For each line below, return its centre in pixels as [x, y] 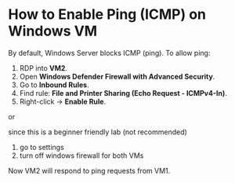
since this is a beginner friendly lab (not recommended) [98, 132]
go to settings [42, 147]
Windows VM [53, 31]
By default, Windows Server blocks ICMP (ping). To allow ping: [109, 53]
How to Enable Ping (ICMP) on [107, 15]
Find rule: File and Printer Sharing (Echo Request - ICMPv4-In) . [123, 93]
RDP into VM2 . [43, 68]
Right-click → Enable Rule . [63, 101]
